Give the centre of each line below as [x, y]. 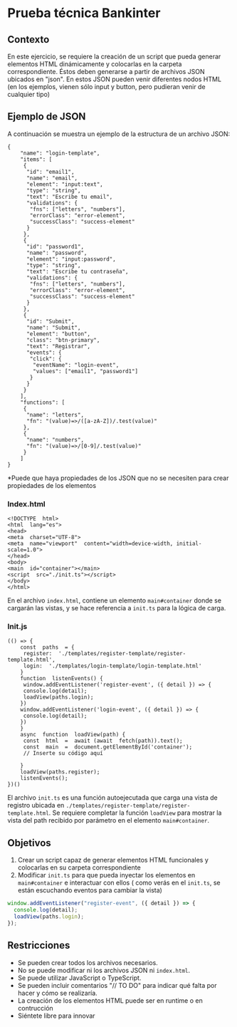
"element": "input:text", [64, 184]
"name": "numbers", [55, 439]
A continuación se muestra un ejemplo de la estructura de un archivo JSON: [119, 134]
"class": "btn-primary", [63, 340]
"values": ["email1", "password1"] [86, 371]
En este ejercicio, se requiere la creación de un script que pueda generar [114, 56]
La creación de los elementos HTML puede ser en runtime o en [110, 1000]
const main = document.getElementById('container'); [108, 747]
